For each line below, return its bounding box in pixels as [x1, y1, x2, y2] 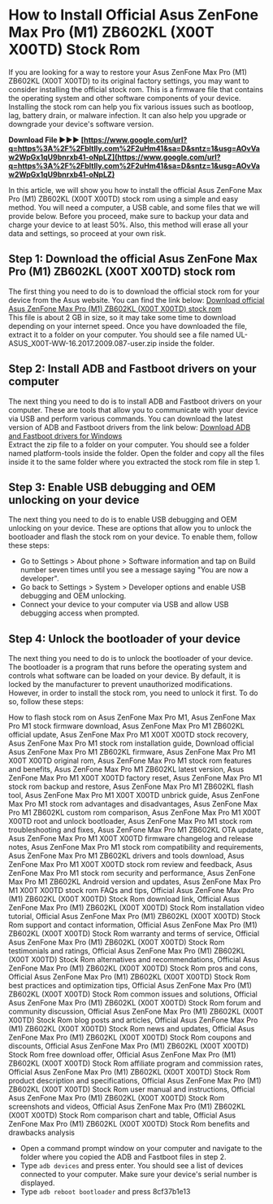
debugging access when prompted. [19, 608, 140, 618]
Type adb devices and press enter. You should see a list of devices [19, 1161, 244, 1171]
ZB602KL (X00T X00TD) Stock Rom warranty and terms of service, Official [8, 929, 260, 939]
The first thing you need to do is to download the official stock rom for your [8, 287, 260, 296]
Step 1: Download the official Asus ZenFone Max [8, 252, 258, 266]
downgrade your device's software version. [8, 119, 154, 129]
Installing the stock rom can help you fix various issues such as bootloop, [8, 102, 254, 112]
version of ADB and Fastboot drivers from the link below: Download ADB [8, 422, 251, 432]
